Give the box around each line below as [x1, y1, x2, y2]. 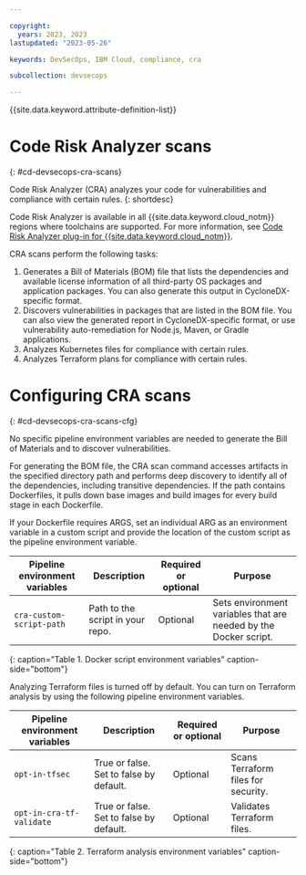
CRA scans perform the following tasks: [9, 248, 158, 260]
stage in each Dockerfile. [9, 499, 104, 510]
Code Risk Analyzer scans [9, 136, 212, 157]
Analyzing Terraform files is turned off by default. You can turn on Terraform [9, 682, 296, 692]
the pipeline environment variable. [9, 536, 138, 547]
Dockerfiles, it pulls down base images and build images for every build [9, 490, 278, 500]
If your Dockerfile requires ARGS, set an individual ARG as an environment [9, 517, 288, 527]
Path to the [88, 602, 136, 614]
